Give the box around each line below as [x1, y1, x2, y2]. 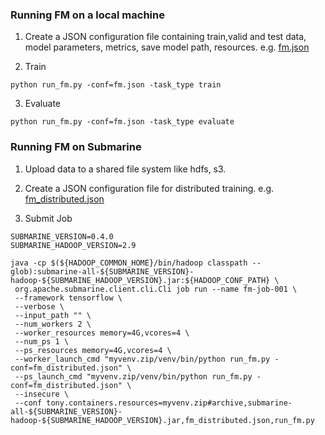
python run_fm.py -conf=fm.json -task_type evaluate [10, 117, 235, 127]
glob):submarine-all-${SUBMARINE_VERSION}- [10, 266, 195, 277]
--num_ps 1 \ [14, 336, 70, 347]
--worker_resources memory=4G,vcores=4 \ [14, 328, 190, 338]
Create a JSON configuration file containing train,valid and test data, [24, 31, 307, 43]
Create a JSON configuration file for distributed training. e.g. [24, 182, 275, 194]
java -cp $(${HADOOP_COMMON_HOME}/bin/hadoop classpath [10, 258, 248, 268]
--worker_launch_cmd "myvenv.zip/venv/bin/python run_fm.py [14, 354, 271, 364]
